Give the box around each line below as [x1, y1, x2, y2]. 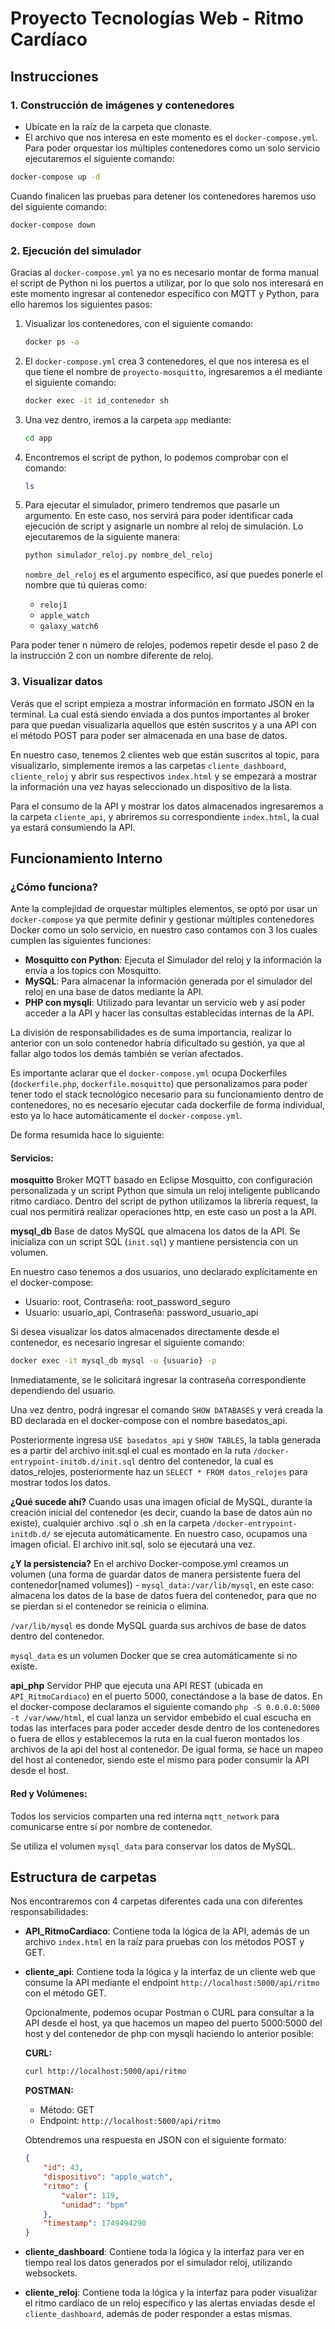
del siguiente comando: [10, 200, 107, 212]
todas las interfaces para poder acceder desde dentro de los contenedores [10, 1722, 320, 1734]
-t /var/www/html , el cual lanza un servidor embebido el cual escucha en [10, 1712, 312, 1724]
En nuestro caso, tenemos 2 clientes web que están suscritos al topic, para [10, 748, 320, 761]
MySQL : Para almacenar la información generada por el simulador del [24, 975, 313, 987]
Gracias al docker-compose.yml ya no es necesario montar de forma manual [10, 266, 319, 278]
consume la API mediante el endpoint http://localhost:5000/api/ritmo [24, 1977, 320, 1989]
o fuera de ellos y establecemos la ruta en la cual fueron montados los [10, 1733, 300, 1745]
